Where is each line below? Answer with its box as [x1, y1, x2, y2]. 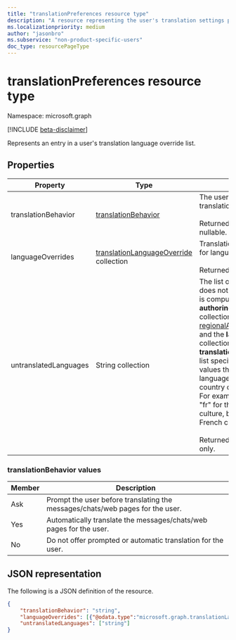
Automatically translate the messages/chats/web [46, 515, 208, 525]
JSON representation [7, 568, 102, 580]
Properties [7, 159, 55, 171]
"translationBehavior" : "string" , [20, 607, 121, 614]
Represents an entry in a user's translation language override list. [7, 139, 196, 147]
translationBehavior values [7, 465, 102, 475]
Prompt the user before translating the [46, 495, 173, 505]
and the [199, 329, 225, 339]
